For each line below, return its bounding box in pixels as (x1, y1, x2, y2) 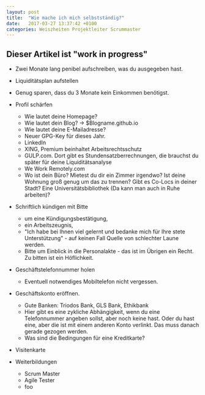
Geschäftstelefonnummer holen (15, 266, 95, 273)
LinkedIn (24, 139, 47, 146)
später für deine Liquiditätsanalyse (24, 158, 112, 166)
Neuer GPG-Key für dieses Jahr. (24, 133, 106, 140)
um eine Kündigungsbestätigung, (24, 215, 108, 222)
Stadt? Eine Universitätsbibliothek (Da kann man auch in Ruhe (24, 185, 181, 192)
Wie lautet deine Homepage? (24, 113, 98, 120)
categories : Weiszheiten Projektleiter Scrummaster (6, 26, 141, 33)
